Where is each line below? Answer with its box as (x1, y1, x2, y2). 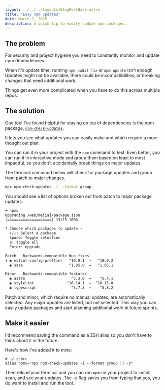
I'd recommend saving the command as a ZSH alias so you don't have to (5, 332, 152, 338)
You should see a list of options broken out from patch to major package (5, 193, 152, 199)
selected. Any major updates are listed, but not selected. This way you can (5, 299, 157, 305)
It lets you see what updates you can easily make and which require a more (5, 134, 158, 141)
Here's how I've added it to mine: (5, 347, 72, 353)
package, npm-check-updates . (5, 125, 64, 131)
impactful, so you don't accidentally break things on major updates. (5, 160, 142, 166)
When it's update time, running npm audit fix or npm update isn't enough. (5, 67, 154, 73)
